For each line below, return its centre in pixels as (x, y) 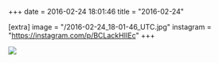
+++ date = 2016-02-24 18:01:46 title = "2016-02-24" (96, 12)
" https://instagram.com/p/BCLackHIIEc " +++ (82, 35)
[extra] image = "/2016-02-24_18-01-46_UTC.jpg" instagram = (110, 27)
